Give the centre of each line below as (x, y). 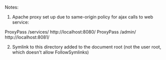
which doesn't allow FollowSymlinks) (50, 52)
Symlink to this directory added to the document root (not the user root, (87, 47)
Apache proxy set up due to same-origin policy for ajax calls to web (82, 17)
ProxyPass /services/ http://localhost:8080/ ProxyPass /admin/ (70, 32)
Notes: (12, 7)
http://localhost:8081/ (27, 37)
